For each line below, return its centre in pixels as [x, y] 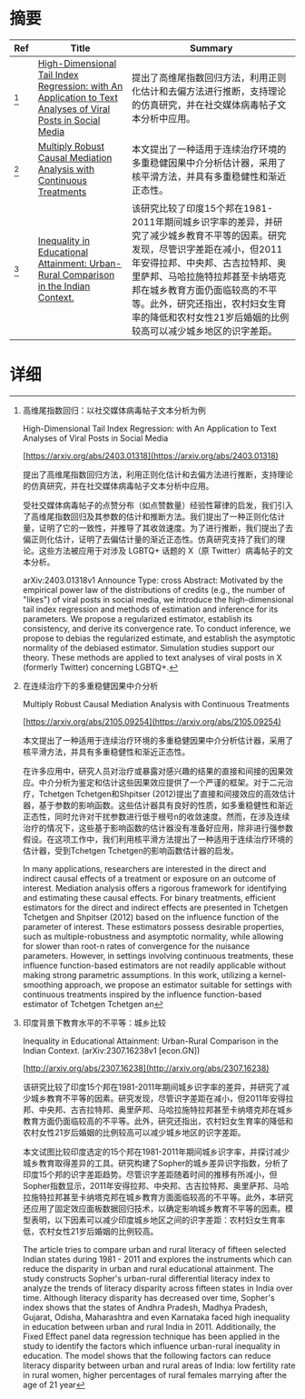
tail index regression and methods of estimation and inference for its [150, 609]
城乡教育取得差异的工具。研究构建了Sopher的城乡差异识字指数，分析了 [155, 1163]
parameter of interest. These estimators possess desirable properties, [153, 926]
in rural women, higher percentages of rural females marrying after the [155, 1374]
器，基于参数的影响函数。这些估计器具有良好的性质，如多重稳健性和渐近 [157, 804]
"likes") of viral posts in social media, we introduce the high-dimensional [158, 599]
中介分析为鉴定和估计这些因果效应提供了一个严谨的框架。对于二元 [162, 782]
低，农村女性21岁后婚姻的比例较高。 [90, 1231]
